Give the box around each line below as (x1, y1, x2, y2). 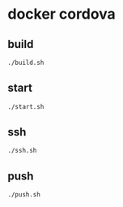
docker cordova (7, 5, 117, 24)
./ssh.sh (7, 147, 37, 155)
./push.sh (7, 191, 41, 199)
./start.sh (7, 102, 45, 110)
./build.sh (7, 58, 45, 67)
